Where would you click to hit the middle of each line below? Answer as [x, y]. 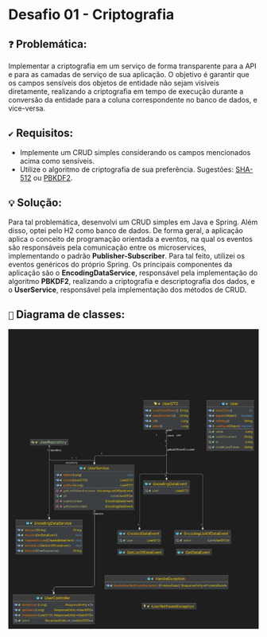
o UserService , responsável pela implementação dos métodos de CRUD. [128, 289]
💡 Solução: [35, 203]
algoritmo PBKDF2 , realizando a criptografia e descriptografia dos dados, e [132, 281]
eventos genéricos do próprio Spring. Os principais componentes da [120, 264]
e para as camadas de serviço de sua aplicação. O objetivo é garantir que [129, 74]
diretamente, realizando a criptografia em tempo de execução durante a [126, 91]
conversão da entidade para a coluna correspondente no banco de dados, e [133, 100]
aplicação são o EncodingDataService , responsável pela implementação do [133, 273]
